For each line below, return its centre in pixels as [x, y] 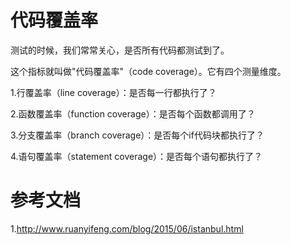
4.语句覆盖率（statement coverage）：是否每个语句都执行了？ [136, 156]
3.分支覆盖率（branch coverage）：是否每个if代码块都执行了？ [137, 135]
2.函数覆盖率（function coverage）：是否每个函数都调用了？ [133, 113]
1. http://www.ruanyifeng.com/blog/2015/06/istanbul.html [127, 228]
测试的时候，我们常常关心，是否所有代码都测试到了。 [120, 50]
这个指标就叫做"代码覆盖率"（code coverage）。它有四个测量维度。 [148, 71]
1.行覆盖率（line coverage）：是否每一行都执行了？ [113, 92]
